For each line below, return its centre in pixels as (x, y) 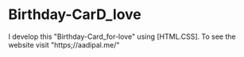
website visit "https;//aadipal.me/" (64, 44)
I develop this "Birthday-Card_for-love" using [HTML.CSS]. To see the (122, 36)
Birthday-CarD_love (75, 15)
